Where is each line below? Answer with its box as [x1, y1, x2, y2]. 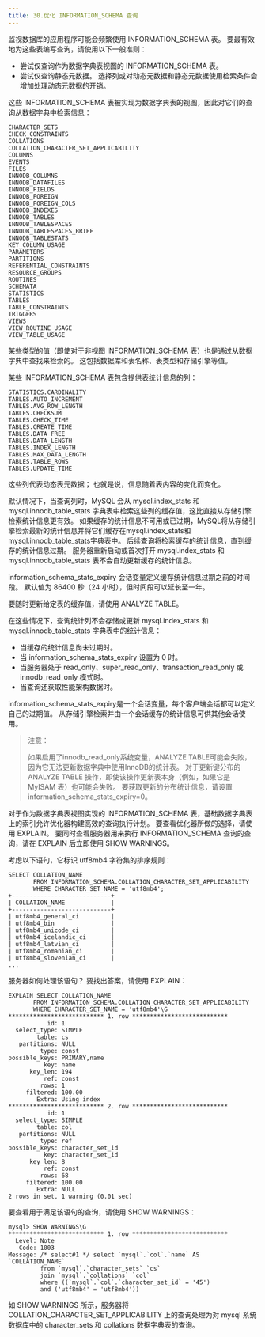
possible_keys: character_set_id [8, 1144, 119, 1152]
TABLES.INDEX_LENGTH [8, 444, 77, 452]
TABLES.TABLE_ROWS [8, 457, 69, 465]
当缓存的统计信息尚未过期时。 [19, 642, 117, 652]
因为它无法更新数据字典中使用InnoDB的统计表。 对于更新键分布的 [27, 762, 241, 771]
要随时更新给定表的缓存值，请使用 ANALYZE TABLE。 [8, 599, 184, 608]
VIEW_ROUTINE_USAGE [8, 324, 73, 332]
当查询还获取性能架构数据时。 [19, 682, 117, 691]
